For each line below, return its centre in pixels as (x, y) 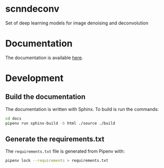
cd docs (14, 118)
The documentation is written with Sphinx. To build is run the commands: (82, 109)
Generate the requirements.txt (55, 139)
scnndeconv (32, 9)
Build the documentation (45, 97)
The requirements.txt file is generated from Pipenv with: (65, 151)
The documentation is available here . (44, 58)
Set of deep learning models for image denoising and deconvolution (77, 23)
